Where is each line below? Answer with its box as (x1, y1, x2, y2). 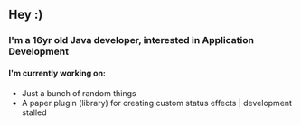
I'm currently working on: (8, 67, 106, 78)
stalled (21, 107, 47, 118)
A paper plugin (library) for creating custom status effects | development (21, 97, 293, 108)
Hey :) (8, 7, 43, 22)
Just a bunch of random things (21, 87, 136, 98)
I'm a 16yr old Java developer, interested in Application (8, 34, 255, 47)
